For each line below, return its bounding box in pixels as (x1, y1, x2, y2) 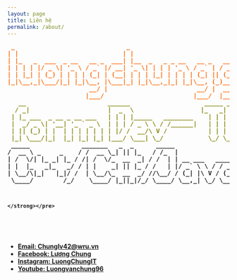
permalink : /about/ (7, 23, 65, 30)
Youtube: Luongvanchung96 (17, 265, 104, 273)
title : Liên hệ (7, 17, 52, 24)
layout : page (7, 10, 46, 18)
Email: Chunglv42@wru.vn (17, 242, 99, 250)
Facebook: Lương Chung (17, 250, 92, 258)
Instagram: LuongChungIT (17, 257, 97, 266)
